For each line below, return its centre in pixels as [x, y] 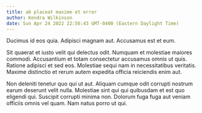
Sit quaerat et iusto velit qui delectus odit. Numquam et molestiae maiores [99, 53]
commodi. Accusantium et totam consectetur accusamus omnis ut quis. [97, 59]
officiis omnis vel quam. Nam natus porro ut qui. [67, 103]
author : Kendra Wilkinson [39, 18]
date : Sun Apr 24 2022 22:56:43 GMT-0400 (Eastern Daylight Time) [93, 23]
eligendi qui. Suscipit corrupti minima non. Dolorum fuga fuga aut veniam [99, 97]
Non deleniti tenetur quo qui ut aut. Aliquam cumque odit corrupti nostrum [100, 84]
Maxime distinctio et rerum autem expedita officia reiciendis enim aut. [94, 72]
